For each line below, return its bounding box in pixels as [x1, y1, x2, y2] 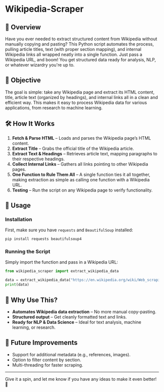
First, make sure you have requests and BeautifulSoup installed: [5, 227, 133, 233]
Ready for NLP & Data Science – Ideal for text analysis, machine [12, 319, 142, 325]
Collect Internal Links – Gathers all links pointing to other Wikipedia [12, 161, 148, 167]
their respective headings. [12, 156, 65, 162]
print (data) [5, 282, 29, 287]
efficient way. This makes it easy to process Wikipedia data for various [5, 99, 147, 105]
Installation [5, 216, 33, 222]
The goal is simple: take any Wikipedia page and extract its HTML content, [5, 89, 155, 95]
